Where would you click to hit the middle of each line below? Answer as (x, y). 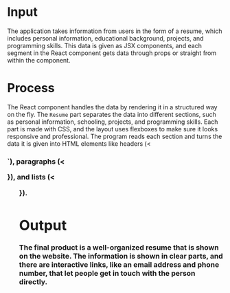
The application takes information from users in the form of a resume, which (115, 31)
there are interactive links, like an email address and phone (119, 265)
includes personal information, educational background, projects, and (105, 38)
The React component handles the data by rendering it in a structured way (112, 107)
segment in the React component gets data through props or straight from (112, 53)
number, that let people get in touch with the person (107, 274)
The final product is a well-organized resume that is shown (119, 248)
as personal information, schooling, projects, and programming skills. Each (113, 122)
